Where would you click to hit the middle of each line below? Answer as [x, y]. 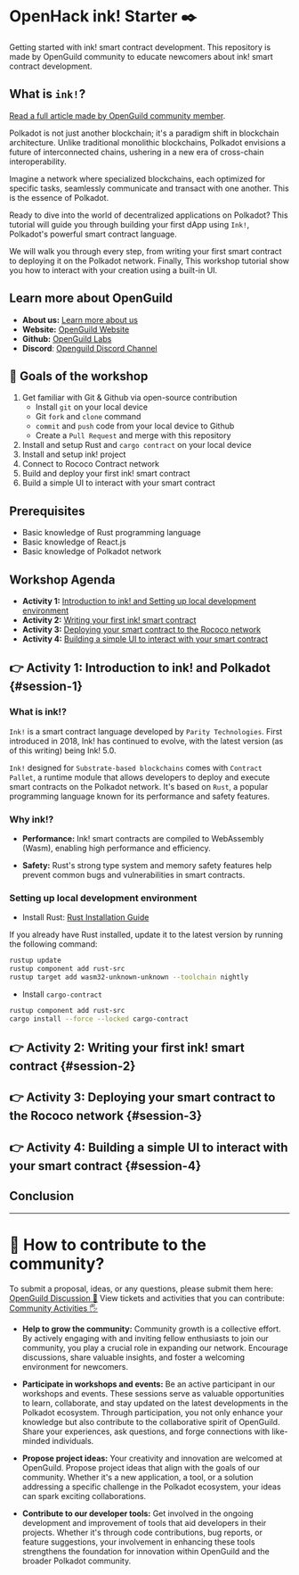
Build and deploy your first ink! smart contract [106, 474]
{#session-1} [46, 687]
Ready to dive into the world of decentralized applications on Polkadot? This [149, 215]
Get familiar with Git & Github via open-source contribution [129, 398]
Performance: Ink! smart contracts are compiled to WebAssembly [143, 838]
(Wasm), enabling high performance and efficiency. [116, 848]
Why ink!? [32, 819]
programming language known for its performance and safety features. [139, 796]
